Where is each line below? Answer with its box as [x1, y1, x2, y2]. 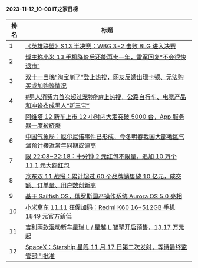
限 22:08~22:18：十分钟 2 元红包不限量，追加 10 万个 [25, 153, 177, 161]
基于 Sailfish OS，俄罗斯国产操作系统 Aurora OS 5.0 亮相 [25, 192, 183, 200]
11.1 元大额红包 [25, 161, 70, 170]
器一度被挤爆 [25, 121, 61, 130]
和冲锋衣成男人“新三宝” [25, 102, 90, 110]
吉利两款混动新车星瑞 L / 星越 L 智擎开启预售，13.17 [25, 223, 171, 231]
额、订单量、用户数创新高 [25, 181, 97, 190]
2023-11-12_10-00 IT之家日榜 [6, 5, 78, 12]
